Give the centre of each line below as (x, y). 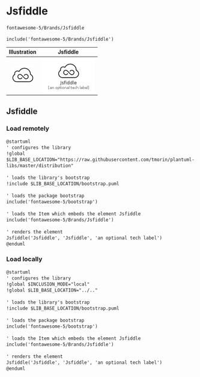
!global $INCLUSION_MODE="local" (48, 284)
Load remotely (28, 128)
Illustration (23, 52)
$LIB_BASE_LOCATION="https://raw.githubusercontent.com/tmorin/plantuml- (101, 160)
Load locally (24, 259)
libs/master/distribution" (40, 166)
